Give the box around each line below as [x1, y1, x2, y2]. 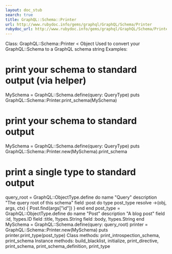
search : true [5, 12, 33, 17]
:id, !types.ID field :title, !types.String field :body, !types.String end [5, 216, 145, 222]
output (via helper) [5, 75, 87, 87]
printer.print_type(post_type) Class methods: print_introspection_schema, [5, 232, 160, 238]
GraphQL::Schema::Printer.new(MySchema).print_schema [5, 149, 127, 154]
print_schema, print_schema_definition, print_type [5, 243, 111, 249]
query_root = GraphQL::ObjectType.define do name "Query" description [5, 194, 157, 200]
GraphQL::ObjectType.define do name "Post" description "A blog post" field [5, 210, 165, 217]
